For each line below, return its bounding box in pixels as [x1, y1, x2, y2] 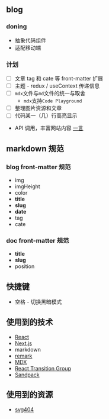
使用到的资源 [6, 390, 53, 400]
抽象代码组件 [14, 37, 46, 44]
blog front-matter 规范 [6, 163, 71, 171]
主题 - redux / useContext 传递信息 [14, 82, 100, 89]
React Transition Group [14, 365, 72, 372]
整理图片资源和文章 [14, 105, 62, 112]
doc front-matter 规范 [6, 236, 69, 244]
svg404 [14, 405, 34, 413]
